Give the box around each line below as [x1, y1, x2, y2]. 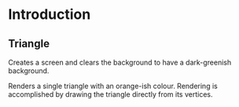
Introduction [8, 6, 91, 24]
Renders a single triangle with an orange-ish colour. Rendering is [8, 81, 218, 90]
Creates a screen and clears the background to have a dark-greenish [8, 57, 232, 67]
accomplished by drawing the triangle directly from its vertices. [8, 90, 213, 99]
